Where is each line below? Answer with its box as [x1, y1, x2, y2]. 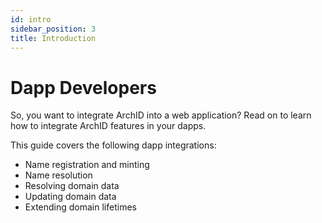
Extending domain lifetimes [24, 201, 137, 213]
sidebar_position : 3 [10, 24, 97, 34]
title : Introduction [10, 33, 97, 43]
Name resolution [24, 169, 93, 181]
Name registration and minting [24, 159, 150, 171]
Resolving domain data [24, 180, 120, 192]
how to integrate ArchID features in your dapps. [10, 120, 207, 132]
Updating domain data [24, 191, 117, 203]
